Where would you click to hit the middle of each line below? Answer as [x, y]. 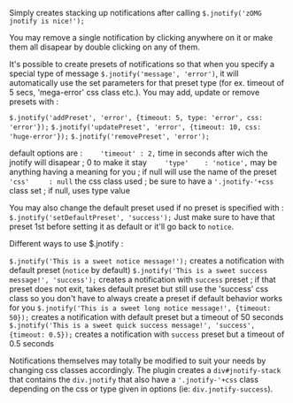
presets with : [34, 102]
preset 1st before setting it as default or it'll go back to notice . [122, 226]
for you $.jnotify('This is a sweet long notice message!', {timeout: [140, 308]
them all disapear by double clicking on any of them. [105, 47]
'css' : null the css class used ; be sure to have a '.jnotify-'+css [142, 181]
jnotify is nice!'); [47, 21]
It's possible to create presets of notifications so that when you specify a [142, 64]
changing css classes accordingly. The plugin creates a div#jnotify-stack [145, 370]
